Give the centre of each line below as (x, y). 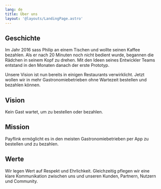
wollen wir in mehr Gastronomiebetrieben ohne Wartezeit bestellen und (76, 80)
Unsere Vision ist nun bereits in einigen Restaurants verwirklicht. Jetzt (75, 75)
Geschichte (23, 38)
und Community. (22, 181)
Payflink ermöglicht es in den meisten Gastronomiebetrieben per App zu (77, 139)
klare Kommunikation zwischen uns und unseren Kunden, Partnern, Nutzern (80, 176)
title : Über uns (21, 14)
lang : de (14, 9)
